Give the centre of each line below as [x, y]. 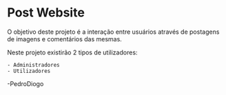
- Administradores [33, 65]
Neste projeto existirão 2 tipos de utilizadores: [72, 52]
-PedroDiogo [25, 83]
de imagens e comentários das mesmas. [64, 39]
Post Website [46, 13]
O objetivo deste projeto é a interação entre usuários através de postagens [113, 32]
